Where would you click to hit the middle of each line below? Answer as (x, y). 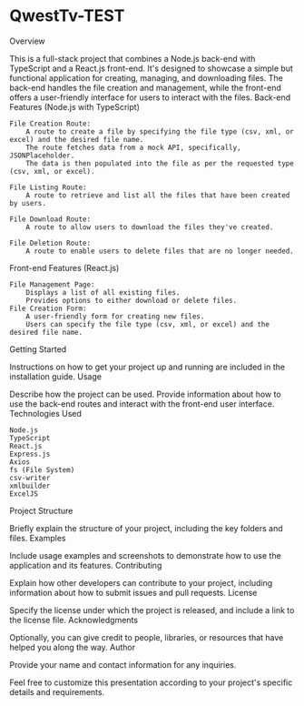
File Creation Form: (49, 308)
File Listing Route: (49, 187)
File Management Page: (52, 284)
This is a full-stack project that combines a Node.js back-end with (132, 58)
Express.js (30, 454)
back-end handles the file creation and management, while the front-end (145, 87)
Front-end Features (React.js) (64, 267)
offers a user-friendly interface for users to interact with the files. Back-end (150, 97)
